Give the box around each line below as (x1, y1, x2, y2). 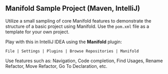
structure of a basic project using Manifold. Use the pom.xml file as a (5, 23, 150, 29)
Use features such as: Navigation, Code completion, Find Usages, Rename (5, 58, 163, 64)
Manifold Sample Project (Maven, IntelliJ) (5, 4, 140, 13)
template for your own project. (5, 28, 70, 35)
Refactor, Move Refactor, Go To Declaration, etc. (5, 63, 108, 69)
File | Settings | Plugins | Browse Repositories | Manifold (5, 48, 139, 53)
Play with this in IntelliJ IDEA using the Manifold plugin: (5, 39, 122, 45)
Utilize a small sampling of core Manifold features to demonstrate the (5, 17, 152, 24)
